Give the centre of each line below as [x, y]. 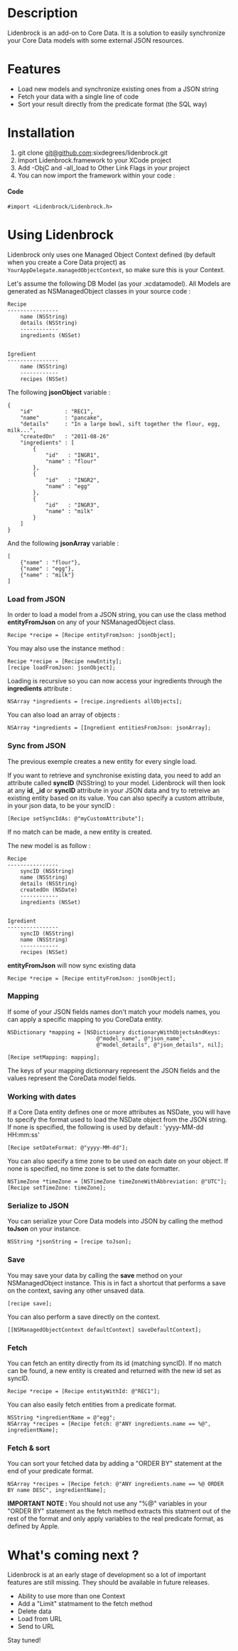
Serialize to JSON [38, 1206]
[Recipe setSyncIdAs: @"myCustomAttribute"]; [76, 818]
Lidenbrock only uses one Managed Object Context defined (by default [112, 254]
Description [43, 13]
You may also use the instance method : [66, 648]
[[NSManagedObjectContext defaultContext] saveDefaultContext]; [104, 1330]
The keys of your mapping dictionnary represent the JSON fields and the [114, 1070]
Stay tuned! [24, 1640]
